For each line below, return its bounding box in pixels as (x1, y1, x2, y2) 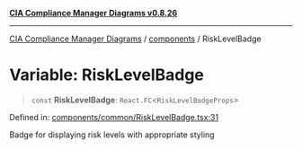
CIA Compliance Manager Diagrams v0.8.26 (9, 8, 178, 18)
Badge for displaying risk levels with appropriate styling (9, 129, 215, 140)
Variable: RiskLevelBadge (9, 65, 205, 85)
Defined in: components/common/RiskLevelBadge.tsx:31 (9, 111, 218, 122)
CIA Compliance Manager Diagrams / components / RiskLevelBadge (9, 33, 262, 44)
